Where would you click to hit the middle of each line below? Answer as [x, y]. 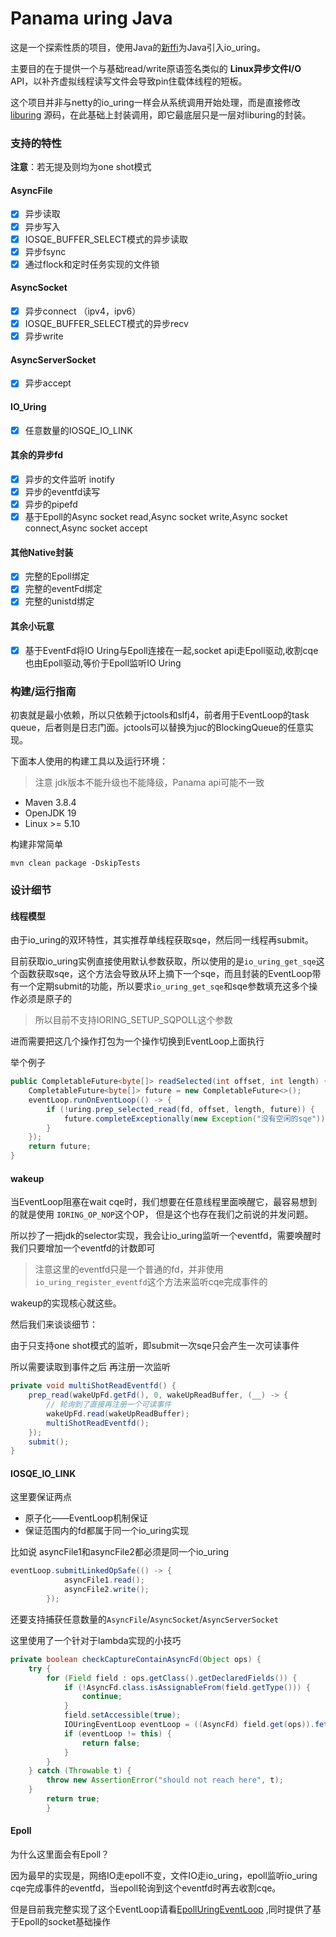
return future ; [60, 1147]
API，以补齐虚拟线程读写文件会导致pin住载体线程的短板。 [129, 81]
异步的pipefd [51, 504]
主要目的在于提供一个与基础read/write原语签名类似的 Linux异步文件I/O [156, 68]
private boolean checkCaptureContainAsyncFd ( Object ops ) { [136, 1659]
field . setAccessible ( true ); [122, 1715]
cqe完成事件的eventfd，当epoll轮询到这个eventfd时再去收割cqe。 [146, 1888]
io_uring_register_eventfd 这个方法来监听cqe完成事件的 [151, 1282]
